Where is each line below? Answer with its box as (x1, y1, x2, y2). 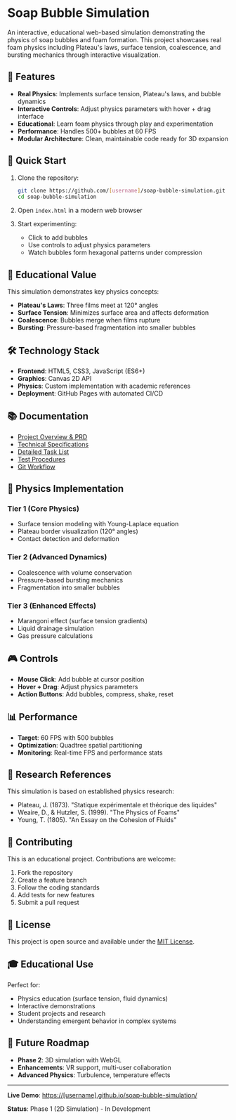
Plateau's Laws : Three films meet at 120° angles (17, 301, 159, 310)
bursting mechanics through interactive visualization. (7, 51, 161, 59)
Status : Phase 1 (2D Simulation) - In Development (7, 1105, 151, 1113)
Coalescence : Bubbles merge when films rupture (17, 316, 161, 325)
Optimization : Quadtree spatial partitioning (17, 741, 143, 749)
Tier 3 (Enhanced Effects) (7, 601, 97, 611)
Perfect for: (7, 980, 41, 989)
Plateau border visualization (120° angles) (17, 527, 138, 535)
